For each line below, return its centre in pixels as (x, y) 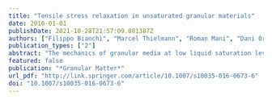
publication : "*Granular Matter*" (67, 69)
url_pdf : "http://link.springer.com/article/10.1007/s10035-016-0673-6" (134, 76)
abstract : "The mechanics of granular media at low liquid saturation (130, 53)
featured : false (36, 61)
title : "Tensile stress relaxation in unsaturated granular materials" (132, 16)
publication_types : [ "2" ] (52, 46)
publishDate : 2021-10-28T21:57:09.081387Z (81, 31)
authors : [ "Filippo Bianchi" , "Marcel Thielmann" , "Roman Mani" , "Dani (132, 38)
